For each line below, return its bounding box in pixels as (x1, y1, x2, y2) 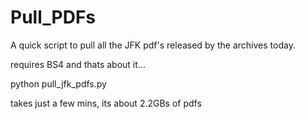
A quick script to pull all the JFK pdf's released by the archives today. (10, 39, 296, 51)
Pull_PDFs (10, 6, 97, 29)
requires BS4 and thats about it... (10, 58, 146, 70)
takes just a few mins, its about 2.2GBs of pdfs (10, 97, 202, 109)
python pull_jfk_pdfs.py (10, 77, 107, 90)
